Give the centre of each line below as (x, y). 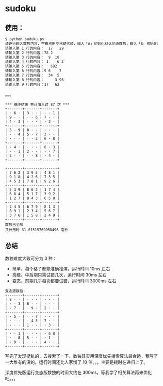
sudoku (21, 9)
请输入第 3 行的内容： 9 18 (32, 57)
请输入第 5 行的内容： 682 (31, 66)
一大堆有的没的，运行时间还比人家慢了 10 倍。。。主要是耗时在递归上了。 (76, 362)
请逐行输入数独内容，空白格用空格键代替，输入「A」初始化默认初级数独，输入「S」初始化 (81, 44)
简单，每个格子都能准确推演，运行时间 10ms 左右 (61, 269)
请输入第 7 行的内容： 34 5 (32, 75)
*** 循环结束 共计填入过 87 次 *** (37, 104)
